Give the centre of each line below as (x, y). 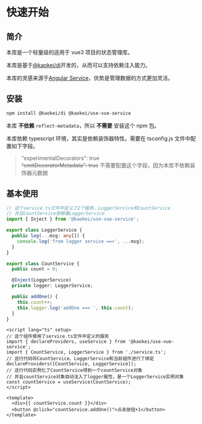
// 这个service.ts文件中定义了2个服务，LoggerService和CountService (88, 208)
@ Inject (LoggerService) (41, 280)
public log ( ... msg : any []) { (48, 236)
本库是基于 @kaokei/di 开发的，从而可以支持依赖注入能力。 (79, 65)
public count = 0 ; (35, 269)
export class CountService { (43, 264)
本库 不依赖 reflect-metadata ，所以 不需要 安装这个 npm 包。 (83, 125)
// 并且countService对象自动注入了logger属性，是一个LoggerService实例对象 (95, 377)
